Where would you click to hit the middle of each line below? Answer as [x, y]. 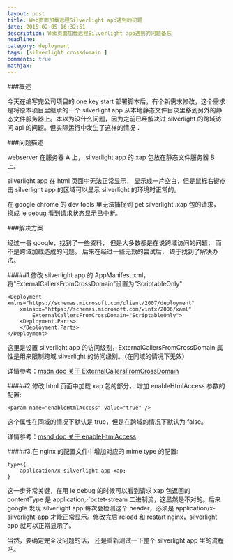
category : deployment [39, 46]
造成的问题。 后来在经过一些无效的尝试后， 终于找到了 [122, 251]
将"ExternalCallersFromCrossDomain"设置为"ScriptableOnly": [96, 283]
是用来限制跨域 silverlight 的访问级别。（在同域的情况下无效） [100, 356]
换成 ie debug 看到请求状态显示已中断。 [65, 213]
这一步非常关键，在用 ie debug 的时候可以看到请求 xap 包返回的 [99, 490]
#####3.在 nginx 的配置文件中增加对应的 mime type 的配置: [93, 451]
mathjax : [20, 66]
